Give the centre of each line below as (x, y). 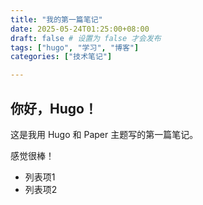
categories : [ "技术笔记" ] (61, 57)
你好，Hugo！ (54, 108)
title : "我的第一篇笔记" (56, 19)
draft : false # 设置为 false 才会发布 (86, 38)
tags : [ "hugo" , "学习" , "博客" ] (75, 47)
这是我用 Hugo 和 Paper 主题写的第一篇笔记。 (104, 134)
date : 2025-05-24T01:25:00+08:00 (80, 29)
